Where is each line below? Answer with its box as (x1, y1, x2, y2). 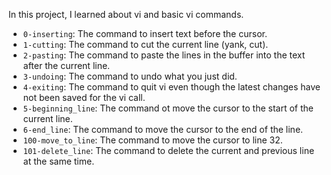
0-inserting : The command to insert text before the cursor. (22, 28, 268, 39)
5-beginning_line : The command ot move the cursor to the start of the (22, 102, 314, 114)
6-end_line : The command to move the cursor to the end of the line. (22, 124, 304, 135)
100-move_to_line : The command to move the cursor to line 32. (22, 134, 283, 146)
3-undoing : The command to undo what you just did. (22, 70, 238, 82)
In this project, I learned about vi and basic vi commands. (8, 9, 245, 20)
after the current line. (22, 60, 111, 71)
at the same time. (22, 155, 95, 167)
